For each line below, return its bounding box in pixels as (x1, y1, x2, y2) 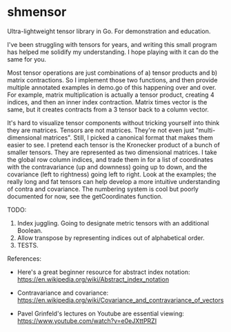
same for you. (7, 55, 47, 63)
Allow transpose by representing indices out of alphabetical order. (17, 233, 205, 242)
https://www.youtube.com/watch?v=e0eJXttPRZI (17, 316, 157, 325)
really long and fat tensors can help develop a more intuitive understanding (7, 177, 221, 185)
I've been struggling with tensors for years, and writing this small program (7, 40, 217, 48)
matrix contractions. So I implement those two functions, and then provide (7, 75, 218, 84)
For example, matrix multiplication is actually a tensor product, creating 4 (7, 91, 215, 99)
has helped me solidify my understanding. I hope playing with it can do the (7, 48, 219, 56)
